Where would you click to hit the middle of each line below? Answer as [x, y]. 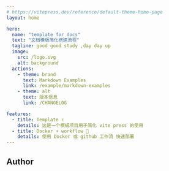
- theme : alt [34, 92]
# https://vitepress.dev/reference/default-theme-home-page [85, 12]
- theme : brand [37, 74]
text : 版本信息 [40, 97]
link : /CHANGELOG [45, 103]
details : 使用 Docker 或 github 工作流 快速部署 [76, 137]
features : [19, 114]
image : [20, 52]
